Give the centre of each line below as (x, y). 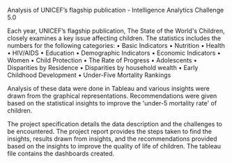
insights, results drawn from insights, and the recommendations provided (112, 139)
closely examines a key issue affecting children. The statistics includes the (114, 38)
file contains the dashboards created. (61, 153)
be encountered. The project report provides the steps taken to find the (110, 131)
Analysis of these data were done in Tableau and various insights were (109, 88)
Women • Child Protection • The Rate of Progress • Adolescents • (102, 60)
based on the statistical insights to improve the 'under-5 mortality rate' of (112, 103)
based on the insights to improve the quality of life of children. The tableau (114, 146)
